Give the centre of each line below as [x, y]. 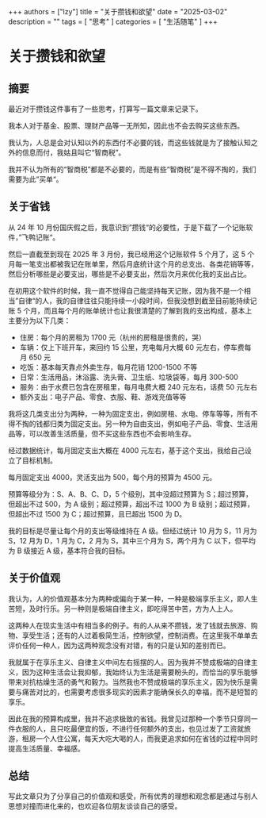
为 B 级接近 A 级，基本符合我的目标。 [69, 551]
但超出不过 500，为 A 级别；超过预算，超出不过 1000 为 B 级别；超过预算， [131, 504]
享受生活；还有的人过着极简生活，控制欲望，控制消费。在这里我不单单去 [140, 635]
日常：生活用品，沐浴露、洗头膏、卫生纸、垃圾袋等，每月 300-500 [129, 377]
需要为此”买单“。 [36, 179]
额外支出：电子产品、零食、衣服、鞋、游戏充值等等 [103, 397]
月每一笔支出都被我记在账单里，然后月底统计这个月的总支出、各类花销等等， [133, 263]
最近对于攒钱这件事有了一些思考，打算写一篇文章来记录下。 [105, 109]
